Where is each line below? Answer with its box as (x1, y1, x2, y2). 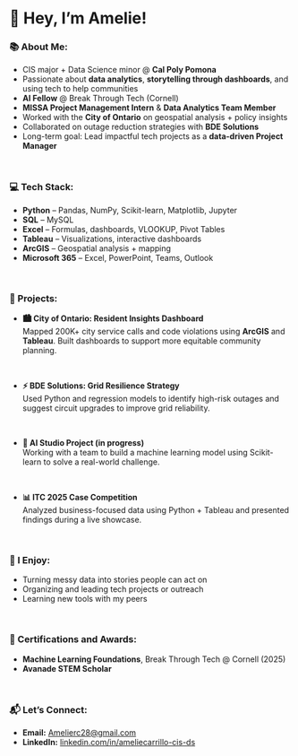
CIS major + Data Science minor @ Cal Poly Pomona (21, 65, 217, 75)
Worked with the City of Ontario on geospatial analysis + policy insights (21, 112, 288, 123)
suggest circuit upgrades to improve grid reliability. (21, 403, 210, 413)
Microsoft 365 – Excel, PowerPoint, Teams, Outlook (21, 252, 214, 263)
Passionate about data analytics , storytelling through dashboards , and (21, 74, 289, 84)
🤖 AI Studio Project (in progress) (21, 438, 145, 448)
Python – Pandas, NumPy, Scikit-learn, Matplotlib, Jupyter (21, 204, 238, 215)
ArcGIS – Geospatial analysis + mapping (21, 242, 172, 254)
